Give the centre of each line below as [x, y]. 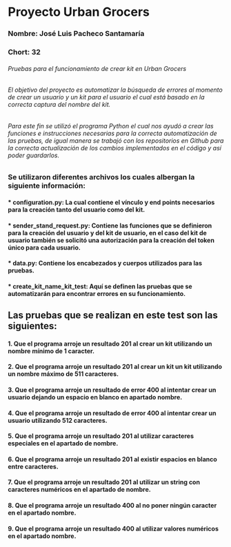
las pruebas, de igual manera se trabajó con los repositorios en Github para [116, 140]
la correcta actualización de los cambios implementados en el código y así [114, 148]
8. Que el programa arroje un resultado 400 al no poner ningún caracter [112, 505]
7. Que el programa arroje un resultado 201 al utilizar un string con [104, 482]
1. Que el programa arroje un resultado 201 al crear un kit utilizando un [110, 344]
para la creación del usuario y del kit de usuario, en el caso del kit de [108, 232]
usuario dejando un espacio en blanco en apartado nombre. [95, 397]
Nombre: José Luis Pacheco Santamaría [76, 34]
